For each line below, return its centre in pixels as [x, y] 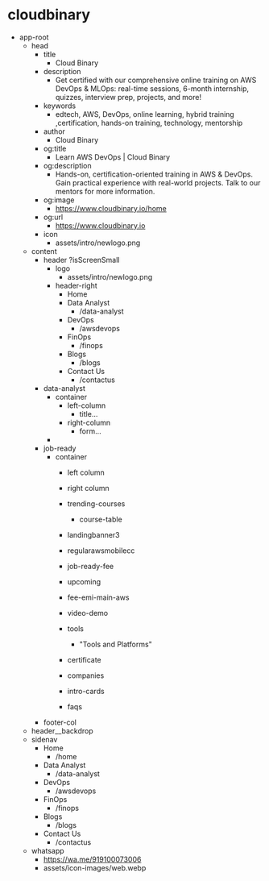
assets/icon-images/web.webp [95, 867]
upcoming [84, 581]
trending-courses [96, 503]
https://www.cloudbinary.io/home [111, 208]
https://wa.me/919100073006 [92, 859]
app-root [34, 37]
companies [86, 675]
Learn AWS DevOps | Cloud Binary [113, 157]
